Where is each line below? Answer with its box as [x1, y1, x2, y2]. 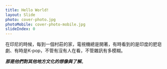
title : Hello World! [5, 7, 50, 13]
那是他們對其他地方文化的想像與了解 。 [5, 58, 86, 64]
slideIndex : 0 [5, 27, 36, 32]
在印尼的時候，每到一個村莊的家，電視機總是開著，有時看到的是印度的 [5, 41, 153, 48]
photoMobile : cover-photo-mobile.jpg [5, 21, 86, 27]
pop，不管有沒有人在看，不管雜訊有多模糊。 [32, 48, 126, 54]
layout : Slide [5, 12, 36, 17]
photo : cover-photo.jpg [5, 17, 56, 22]
